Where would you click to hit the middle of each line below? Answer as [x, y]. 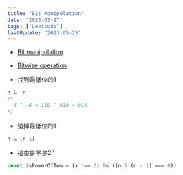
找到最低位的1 [36, 80]
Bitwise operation [42, 65]
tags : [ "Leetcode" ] [35, 26]
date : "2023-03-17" [35, 20]
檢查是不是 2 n [36, 152]
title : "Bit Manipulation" [46, 13]
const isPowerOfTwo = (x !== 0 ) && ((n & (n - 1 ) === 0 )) [92, 166]
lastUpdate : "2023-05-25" [44, 33]
